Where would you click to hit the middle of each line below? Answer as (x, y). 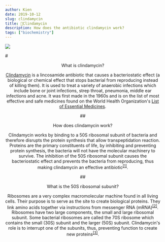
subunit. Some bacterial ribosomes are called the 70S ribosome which (83, 218)
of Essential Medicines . (83, 106)
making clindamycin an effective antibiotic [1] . (83, 167)
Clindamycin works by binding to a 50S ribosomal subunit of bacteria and (83, 135)
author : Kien (18, 10)
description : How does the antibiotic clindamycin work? (65, 28)
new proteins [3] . (83, 234)
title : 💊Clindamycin (26, 23)
